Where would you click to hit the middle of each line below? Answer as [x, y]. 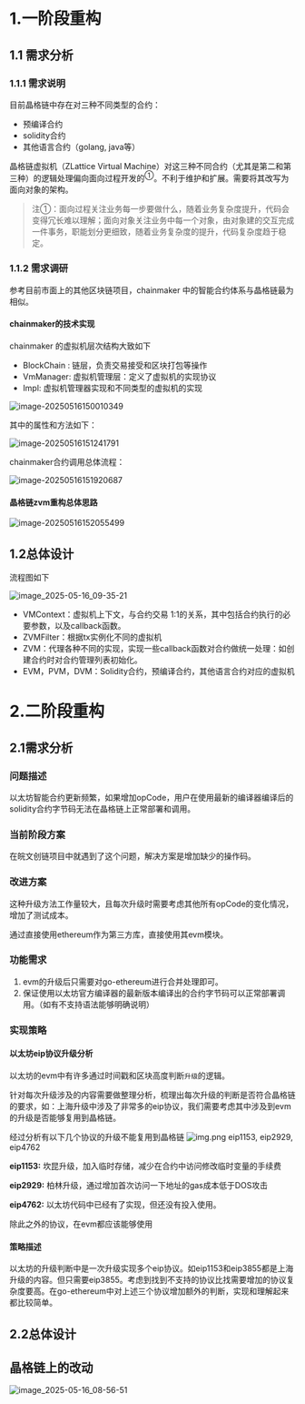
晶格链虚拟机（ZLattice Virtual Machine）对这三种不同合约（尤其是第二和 [147, 166]
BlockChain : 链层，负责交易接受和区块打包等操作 [115, 366]
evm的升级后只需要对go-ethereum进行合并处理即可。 [123, 981]
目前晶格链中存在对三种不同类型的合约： [85, 105]
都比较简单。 [33, 1303]
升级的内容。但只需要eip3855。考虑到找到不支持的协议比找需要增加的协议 [148, 1280]
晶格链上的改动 [51, 1367]
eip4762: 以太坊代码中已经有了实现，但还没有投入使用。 [115, 1204]
